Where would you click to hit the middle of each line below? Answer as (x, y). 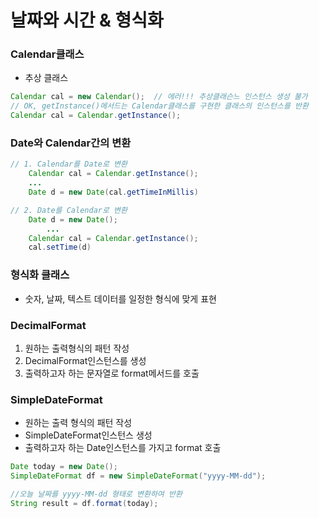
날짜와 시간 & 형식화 (87, 20)
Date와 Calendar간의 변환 (71, 143)
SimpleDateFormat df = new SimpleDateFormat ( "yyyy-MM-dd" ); (138, 476)
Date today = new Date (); (64, 467)
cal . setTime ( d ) (60, 247)
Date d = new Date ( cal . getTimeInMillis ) (113, 192)
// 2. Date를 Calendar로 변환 (69, 210)
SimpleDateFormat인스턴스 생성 (88, 435)
